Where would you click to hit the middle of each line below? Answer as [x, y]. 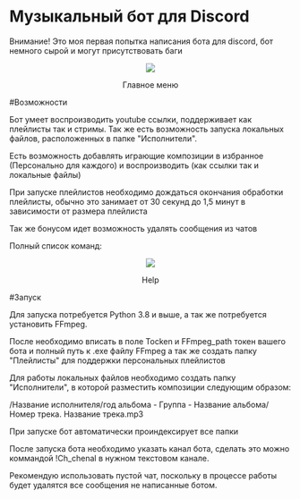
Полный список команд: [56, 245]
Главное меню [150, 85]
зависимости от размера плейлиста [78, 211]
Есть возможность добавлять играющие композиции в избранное [137, 156]
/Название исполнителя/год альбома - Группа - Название [120, 404]
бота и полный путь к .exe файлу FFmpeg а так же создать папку [133, 351]
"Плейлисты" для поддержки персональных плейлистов [117, 360]
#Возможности [39, 102]
